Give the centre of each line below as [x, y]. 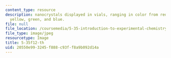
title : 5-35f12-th [25, 43]
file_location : [21, 29]
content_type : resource [31, 10]
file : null [17, 24]
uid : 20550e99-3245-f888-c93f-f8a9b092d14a [52, 47]
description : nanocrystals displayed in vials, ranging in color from [82, 15]
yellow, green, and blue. [37, 19]
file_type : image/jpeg [29, 33]
